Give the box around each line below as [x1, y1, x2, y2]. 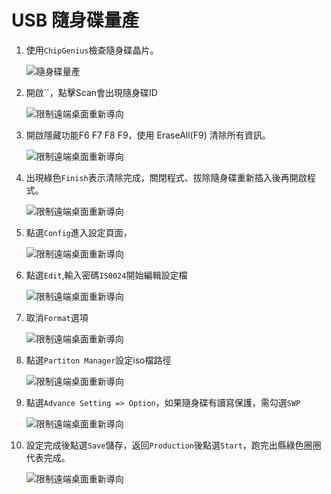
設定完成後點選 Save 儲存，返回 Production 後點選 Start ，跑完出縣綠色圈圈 [25, 439, 322, 451]
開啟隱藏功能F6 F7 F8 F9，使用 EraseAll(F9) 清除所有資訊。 [25, 129, 271, 141]
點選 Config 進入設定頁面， [25, 226, 133, 238]
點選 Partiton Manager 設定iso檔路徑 [25, 354, 172, 366]
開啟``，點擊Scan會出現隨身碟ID [25, 86, 158, 98]
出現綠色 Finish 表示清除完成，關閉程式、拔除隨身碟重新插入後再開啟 [25, 171, 308, 183]
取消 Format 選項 [25, 311, 89, 323]
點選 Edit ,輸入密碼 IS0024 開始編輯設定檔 [25, 269, 188, 281]
